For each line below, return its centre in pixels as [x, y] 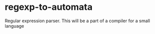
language [14, 26]
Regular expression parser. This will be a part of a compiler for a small [77, 21]
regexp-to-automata [49, 7]
